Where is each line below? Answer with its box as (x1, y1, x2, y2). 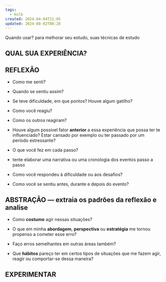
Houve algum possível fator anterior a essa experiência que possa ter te (12, 127, 161, 133)
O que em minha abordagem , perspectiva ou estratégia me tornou (12, 226, 151, 232)
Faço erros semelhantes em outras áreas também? (12, 241, 116, 247)
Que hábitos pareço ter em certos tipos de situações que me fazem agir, (12, 251, 161, 257)
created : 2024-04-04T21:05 (5, 16, 61, 21)
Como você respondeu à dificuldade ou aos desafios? (12, 171, 123, 177)
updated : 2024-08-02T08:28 (5, 21, 61, 26)
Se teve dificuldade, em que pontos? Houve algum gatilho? (12, 98, 133, 104)
